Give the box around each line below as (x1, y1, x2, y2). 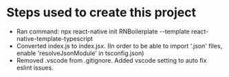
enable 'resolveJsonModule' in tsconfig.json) (16, 49, 144, 57)
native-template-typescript (16, 34, 94, 42)
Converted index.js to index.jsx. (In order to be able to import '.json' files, (16, 42, 223, 50)
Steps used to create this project (6, 5, 197, 20)
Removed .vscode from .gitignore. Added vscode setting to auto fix (16, 56, 207, 64)
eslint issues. (16, 63, 54, 72)
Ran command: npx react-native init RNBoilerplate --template (16, 27, 190, 35)
